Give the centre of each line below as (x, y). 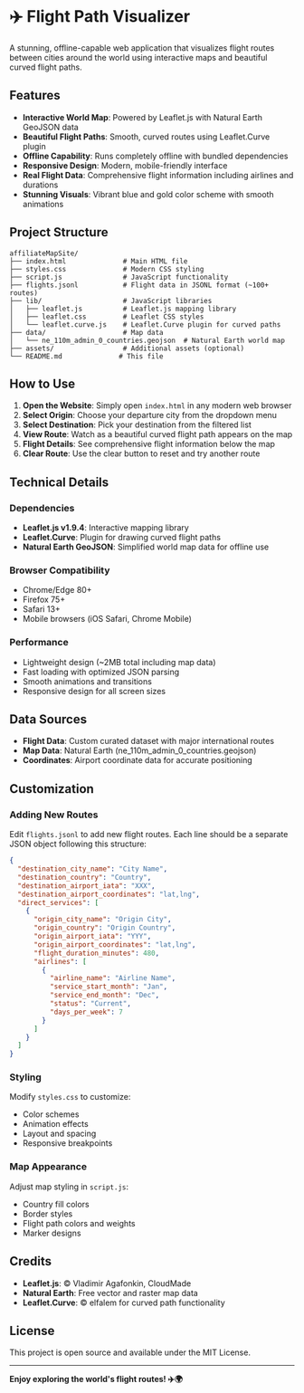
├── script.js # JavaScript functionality (119, 277)
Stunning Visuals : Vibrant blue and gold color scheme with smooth (148, 194)
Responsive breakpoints (67, 1143)
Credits (31, 1261)
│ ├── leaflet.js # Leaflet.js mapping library (123, 309)
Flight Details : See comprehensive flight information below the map (149, 444)
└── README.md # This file (87, 356)
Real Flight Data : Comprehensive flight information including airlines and (158, 175)
